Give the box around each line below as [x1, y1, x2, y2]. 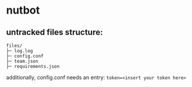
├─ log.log [6, 48, 33, 54]
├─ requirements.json [6, 63, 60, 69]
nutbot [6, 4, 40, 17]
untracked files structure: [6, 27, 103, 37]
